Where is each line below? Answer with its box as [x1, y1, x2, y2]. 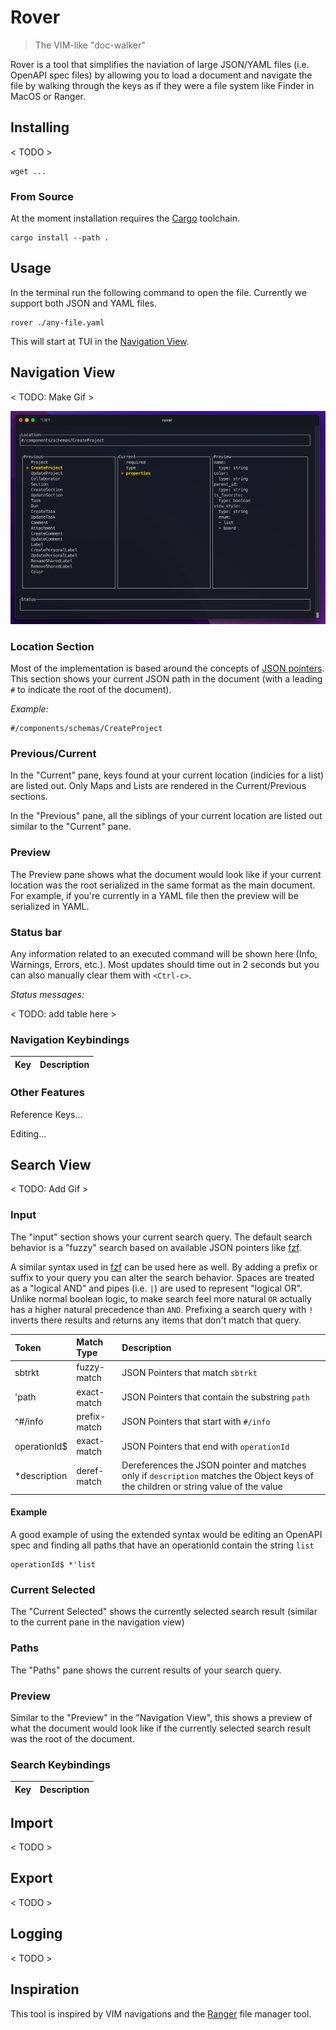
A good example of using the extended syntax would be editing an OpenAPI [10, 1529, 323, 1541]
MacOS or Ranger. [10, 90, 86, 102]
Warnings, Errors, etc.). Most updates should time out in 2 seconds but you [10, 958, 320, 970]
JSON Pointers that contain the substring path [121, 1391, 310, 1403]
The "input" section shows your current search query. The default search [10, 1231, 313, 1243]
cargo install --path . [10, 233, 110, 243]
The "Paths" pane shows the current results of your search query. [10, 1664, 282, 1676]
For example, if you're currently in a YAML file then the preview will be [10, 889, 299, 901]
